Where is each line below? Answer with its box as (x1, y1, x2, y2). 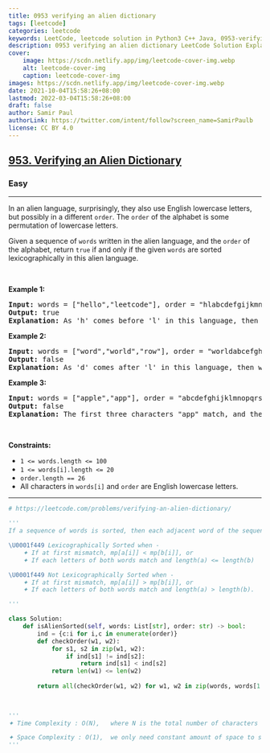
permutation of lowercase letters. (8, 220, 119, 230)
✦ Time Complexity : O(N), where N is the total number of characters (8, 719, 259, 727)
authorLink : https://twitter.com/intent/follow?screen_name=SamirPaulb (8, 117, 253, 125)
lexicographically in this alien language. (8, 253, 139, 263)
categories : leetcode (8, 27, 81, 35)
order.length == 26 (19, 475, 86, 483)
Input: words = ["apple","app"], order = (8, 393, 174, 403)
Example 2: (8, 331, 47, 341)
